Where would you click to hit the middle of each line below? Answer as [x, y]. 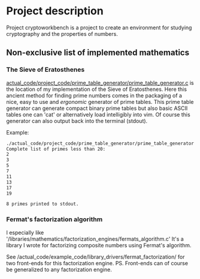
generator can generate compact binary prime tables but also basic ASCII [97, 108]
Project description [55, 11]
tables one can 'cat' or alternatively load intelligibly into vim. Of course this [98, 114]
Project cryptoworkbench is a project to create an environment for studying [99, 27]
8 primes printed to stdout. [43, 204]
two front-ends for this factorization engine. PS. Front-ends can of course [97, 263]
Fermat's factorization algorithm [54, 219]
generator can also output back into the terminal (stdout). [77, 121]
